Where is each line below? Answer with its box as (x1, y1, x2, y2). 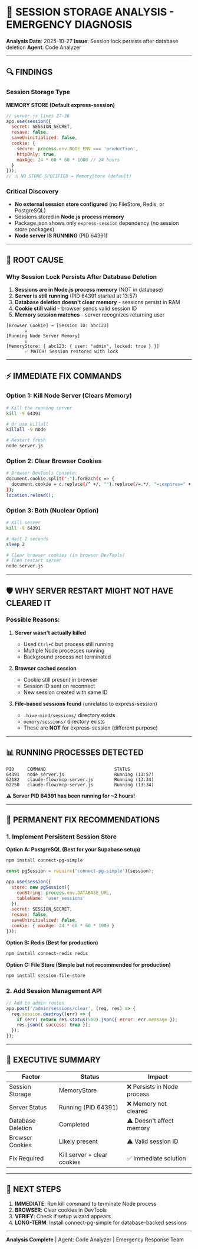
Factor (21, 1072, 41, 1080)
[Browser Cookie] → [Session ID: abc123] (6, 322, 110, 329)
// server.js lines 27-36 (6, 112, 70, 119)
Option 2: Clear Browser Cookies (6, 457, 102, 465)
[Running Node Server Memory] (6, 333, 81, 339)
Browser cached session (14, 664, 77, 672)
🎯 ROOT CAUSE (6, 254, 64, 265)
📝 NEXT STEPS (6, 1185, 61, 1195)
